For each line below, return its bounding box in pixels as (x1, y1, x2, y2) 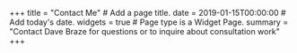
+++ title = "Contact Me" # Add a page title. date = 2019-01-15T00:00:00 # (9, 8, 286, 18)
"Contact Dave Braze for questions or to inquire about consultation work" (9, 26, 280, 36)
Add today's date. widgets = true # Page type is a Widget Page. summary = (9, 17, 289, 27)
